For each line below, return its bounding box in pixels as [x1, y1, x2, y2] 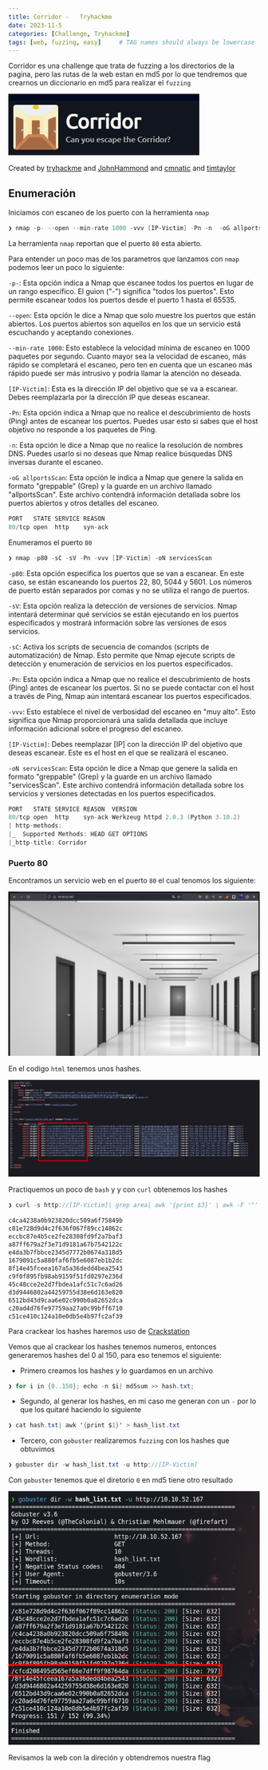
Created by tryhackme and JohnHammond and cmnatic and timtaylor [8, 164, 236, 173]
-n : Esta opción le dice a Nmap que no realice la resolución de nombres [8, 440, 243, 450]
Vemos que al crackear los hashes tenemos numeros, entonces [8, 1342, 217, 1351]
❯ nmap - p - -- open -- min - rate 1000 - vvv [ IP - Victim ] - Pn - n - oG [8, 224, 231, 232]
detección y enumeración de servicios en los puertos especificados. [8, 659, 234, 669]
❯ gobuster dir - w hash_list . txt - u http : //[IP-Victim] [8, 1461, 198, 1469]
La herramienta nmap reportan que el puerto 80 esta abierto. [8, 238, 203, 248]
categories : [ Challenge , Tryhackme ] [8, 30, 130, 38]
